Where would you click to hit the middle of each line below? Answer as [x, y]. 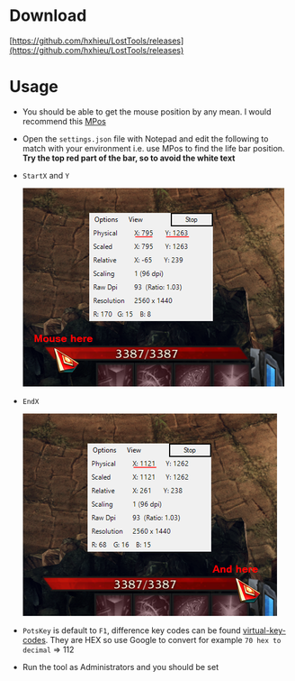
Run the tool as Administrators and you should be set [120, 667]
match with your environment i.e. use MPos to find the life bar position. [153, 148]
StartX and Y [46, 175]
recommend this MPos [64, 121]
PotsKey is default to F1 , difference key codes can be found [131, 630]
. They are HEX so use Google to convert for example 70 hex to [163, 640]
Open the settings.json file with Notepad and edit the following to [145, 138]
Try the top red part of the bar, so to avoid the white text [129, 158]
